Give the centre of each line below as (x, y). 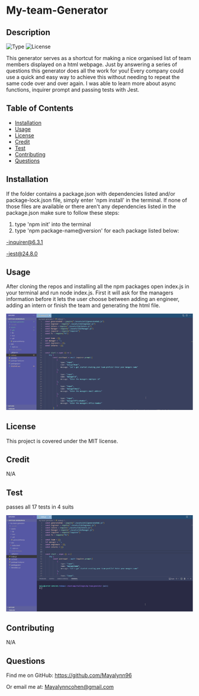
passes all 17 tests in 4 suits (40, 507)
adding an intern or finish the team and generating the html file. (83, 305)
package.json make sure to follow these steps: (63, 212)
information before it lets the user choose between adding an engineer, (93, 299)
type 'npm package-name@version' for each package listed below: (97, 230)
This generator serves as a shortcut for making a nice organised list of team (99, 58)
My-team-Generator (57, 10)
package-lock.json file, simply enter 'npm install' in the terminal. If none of (97, 200)
